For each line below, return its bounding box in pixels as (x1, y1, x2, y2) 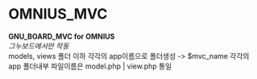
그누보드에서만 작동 (8, 41, 69, 51)
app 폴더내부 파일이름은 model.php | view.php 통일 (8, 61, 172, 71)
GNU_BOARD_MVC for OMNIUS (8, 31, 115, 41)
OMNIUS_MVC (8, 5, 108, 23)
